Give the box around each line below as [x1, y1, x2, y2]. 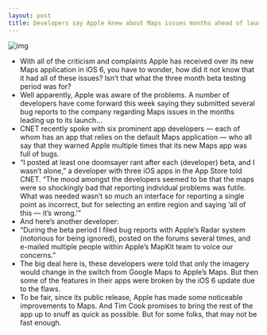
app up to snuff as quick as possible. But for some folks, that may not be [19, 309, 257, 318]
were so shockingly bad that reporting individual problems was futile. [19, 183, 246, 192]
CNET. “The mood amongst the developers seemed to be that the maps [19, 174, 254, 183]
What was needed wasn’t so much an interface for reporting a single [19, 191, 245, 201]
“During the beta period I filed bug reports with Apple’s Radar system [19, 225, 246, 234]
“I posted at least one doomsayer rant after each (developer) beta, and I [19, 157, 255, 167]
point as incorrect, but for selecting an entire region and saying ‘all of [19, 199, 246, 209]
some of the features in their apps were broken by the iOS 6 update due [19, 275, 256, 285]
